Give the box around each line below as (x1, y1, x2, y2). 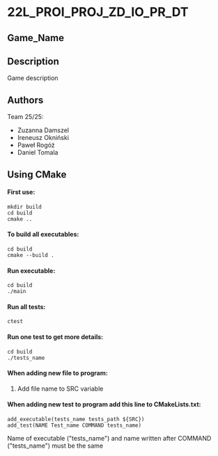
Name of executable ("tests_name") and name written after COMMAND (7, 434, 212, 443)
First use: (7, 188, 36, 196)
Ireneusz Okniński (17, 134, 70, 142)
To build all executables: (7, 230, 79, 239)
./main (7, 288, 26, 295)
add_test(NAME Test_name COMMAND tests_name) (7, 422, 141, 429)
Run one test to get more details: (7, 333, 104, 341)
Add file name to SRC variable (17, 384, 104, 393)
